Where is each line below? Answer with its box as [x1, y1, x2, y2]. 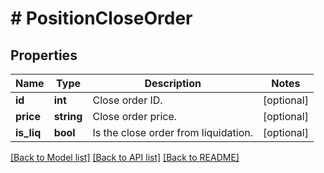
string [53, 110, 83, 123]
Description [144, 77, 202, 90]
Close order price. [92, 110, 178, 123]
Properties [10, 47, 78, 64]
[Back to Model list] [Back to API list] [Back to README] [10, 152, 240, 163]
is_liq [15, 126, 42, 139]
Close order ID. [92, 93, 163, 107]
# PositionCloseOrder [10, 7, 193, 30]
